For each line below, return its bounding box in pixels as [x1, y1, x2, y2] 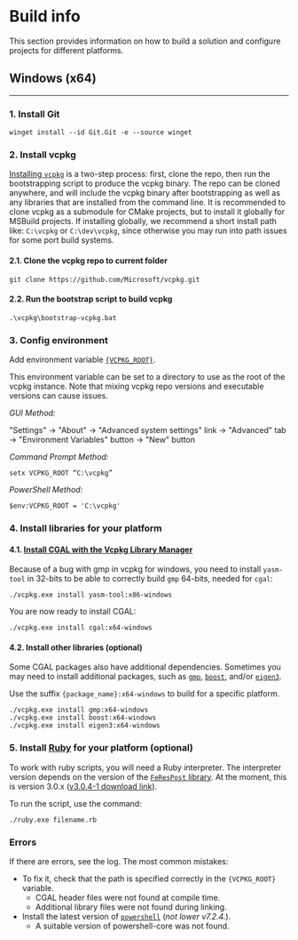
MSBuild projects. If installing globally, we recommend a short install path [9, 216, 278, 227]
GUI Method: [9, 407, 56, 419]
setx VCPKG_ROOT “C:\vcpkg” [9, 469, 114, 478]
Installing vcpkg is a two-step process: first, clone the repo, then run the [9, 169, 271, 180]
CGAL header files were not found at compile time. [35, 892, 221, 903]
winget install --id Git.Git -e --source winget [9, 128, 192, 137]
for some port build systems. [9, 235, 114, 245]
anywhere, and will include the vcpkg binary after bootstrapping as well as [9, 188, 281, 198]
